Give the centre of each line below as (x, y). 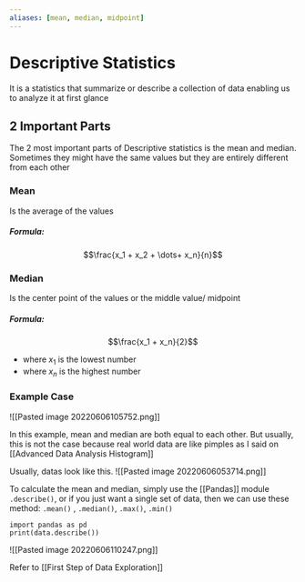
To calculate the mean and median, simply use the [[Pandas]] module (140, 488)
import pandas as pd (49, 525)
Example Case (42, 396)
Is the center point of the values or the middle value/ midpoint (125, 297)
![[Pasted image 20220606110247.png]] (84, 549)
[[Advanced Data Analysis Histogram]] (81, 453)
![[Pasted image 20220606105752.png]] (85, 416)
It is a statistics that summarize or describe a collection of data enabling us (150, 88)
